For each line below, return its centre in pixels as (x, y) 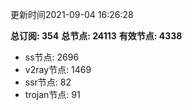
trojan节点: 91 (52, 94)
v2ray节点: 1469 (58, 69)
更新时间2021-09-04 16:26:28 (72, 14)
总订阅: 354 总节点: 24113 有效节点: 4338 (96, 36)
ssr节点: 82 (48, 82)
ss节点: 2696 (52, 57)
